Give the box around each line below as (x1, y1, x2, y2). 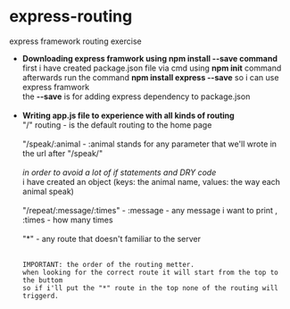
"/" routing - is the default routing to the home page (21, 119, 212, 130)
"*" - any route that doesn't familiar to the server (21, 233, 202, 244)
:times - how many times (21, 214, 113, 225)
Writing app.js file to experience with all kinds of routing (21, 110, 235, 121)
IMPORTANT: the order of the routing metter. (21, 260, 195, 269)
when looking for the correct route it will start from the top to (21, 268, 278, 277)
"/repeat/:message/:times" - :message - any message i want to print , (21, 205, 278, 215)
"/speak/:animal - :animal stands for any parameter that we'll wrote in (21, 138, 278, 149)
